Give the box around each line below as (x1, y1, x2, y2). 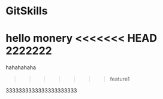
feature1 (110, 76, 130, 83)
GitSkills (5, 4, 48, 18)
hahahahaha (5, 64, 37, 71)
